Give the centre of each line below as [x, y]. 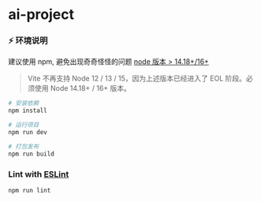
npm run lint [30, 191]
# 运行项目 [24, 125]
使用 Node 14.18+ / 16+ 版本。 [83, 88]
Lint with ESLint [39, 174]
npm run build [32, 154]
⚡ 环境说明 [28, 41]
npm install [28, 111]
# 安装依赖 [24, 103]
